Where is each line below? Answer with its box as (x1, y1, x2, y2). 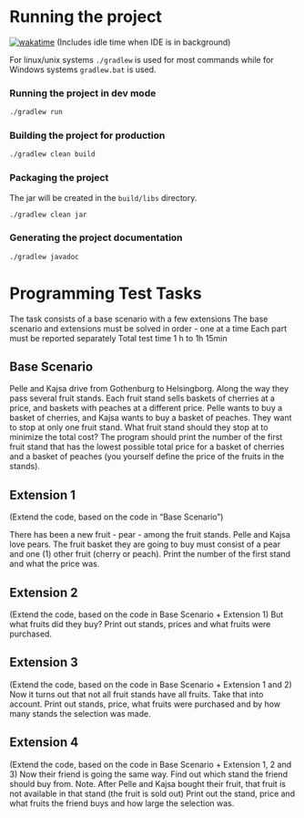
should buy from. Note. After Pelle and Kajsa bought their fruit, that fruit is (9, 778, 287, 789)
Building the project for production (9, 130, 166, 142)
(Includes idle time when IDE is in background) (56, 37, 231, 47)
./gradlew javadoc (9, 252, 79, 261)
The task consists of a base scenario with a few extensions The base (9, 313, 269, 324)
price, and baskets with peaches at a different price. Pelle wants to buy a (9, 403, 283, 414)
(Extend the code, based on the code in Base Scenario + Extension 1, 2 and (9, 759, 292, 770)
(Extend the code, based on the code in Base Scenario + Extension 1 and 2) (9, 678, 293, 690)
